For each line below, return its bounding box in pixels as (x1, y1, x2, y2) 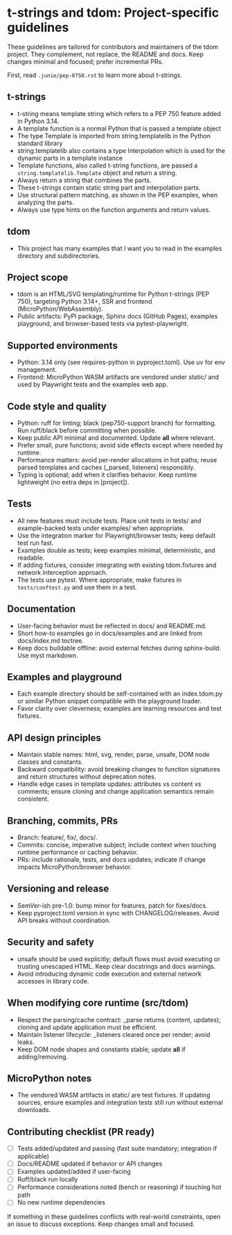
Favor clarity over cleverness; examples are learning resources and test (17, 704, 222, 713)
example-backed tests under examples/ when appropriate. (17, 523, 185, 532)
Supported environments (7, 339, 118, 352)
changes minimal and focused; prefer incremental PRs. (7, 57, 164, 65)
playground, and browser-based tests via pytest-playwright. (17, 320, 189, 328)
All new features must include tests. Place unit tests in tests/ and (17, 516, 202, 525)
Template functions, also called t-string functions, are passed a (17, 161, 198, 170)
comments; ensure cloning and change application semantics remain (17, 787, 214, 796)
